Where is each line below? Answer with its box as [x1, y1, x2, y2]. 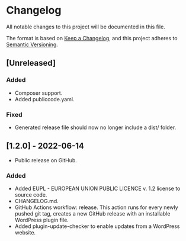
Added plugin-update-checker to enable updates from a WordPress [14, 223, 180, 230]
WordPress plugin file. [14, 217, 69, 224]
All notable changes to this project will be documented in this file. [6, 23, 166, 30]
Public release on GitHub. [14, 156, 77, 163]
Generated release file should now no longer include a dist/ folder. [14, 124, 177, 131]
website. [14, 229, 36, 236]
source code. [14, 191, 47, 198]
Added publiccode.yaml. [14, 95, 75, 102]
